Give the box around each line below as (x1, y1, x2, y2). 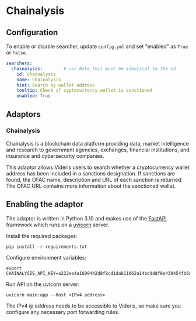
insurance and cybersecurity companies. (6, 152, 104, 159)
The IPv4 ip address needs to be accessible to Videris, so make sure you (6, 302, 181, 309)
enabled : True (16, 93, 51, 99)
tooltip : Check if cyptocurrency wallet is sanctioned (16, 88, 153, 94)
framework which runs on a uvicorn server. (6, 221, 110, 228)
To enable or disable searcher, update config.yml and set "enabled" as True (6, 43, 188, 50)
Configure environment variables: (6, 254, 86, 261)
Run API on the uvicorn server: (6, 281, 80, 288)
